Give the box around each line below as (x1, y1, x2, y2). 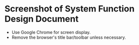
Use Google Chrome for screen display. (11, 29, 91, 35)
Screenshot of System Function (4, 3, 135, 14)
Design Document (4, 13, 79, 24)
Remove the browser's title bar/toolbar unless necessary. (11, 34, 126, 40)
